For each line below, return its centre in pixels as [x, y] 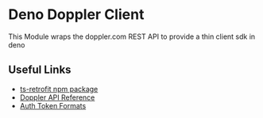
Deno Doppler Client [76, 15]
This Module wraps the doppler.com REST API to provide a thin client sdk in [132, 36]
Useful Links [40, 70]
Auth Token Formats [53, 105]
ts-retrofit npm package [59, 89]
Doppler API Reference [57, 97]
